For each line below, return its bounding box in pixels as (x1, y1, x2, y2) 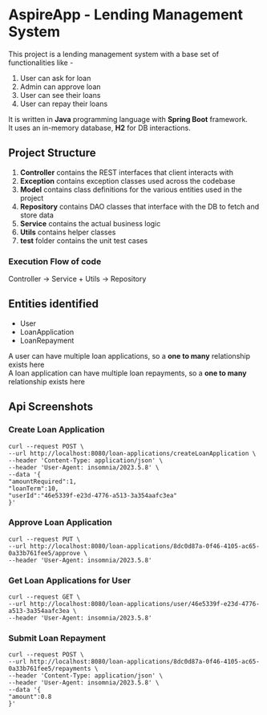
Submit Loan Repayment (8, 632, 107, 644)
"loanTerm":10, (8, 484, 59, 493)
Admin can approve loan (19, 82, 102, 91)
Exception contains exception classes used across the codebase (19, 176, 236, 185)
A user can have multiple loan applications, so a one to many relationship (8, 351, 251, 360)
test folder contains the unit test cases (19, 235, 148, 246)
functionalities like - (8, 58, 74, 67)
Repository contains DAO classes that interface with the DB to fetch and (19, 201, 259, 211)
